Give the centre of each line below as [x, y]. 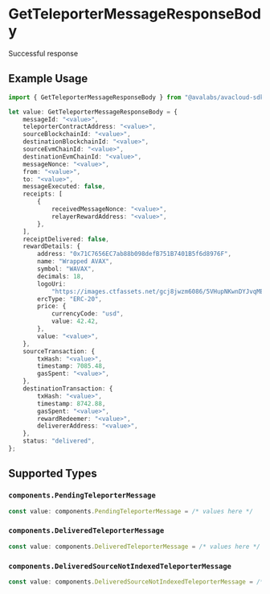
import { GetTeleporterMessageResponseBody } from [95, 97]
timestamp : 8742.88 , [72, 403]
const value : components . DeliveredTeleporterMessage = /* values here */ [135, 547]
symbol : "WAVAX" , [66, 269]
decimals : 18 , [61, 276]
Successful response [43, 53]
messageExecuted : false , [64, 187]
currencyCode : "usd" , [88, 314]
